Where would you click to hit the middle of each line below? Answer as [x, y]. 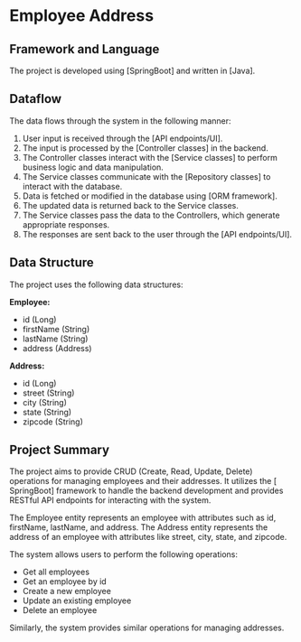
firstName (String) [56, 329]
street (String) [48, 393]
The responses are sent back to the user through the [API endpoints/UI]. [157, 234]
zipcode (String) [52, 422]
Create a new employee [66, 591]
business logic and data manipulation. [93, 167]
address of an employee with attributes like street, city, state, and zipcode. [148, 537]
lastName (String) [55, 339]
